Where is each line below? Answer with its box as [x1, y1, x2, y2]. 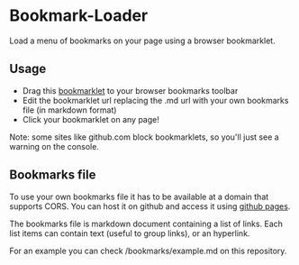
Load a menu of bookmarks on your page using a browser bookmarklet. [9, 35, 276, 46]
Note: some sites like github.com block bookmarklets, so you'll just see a [9, 132, 279, 142]
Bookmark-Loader [9, 5, 149, 26]
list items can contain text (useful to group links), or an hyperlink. [9, 227, 250, 239]
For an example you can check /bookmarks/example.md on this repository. [9, 245, 287, 256]
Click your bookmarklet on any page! [22, 114, 159, 124]
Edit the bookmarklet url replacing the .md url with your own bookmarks [22, 95, 289, 105]
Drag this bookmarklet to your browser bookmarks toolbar [22, 85, 239, 96]
